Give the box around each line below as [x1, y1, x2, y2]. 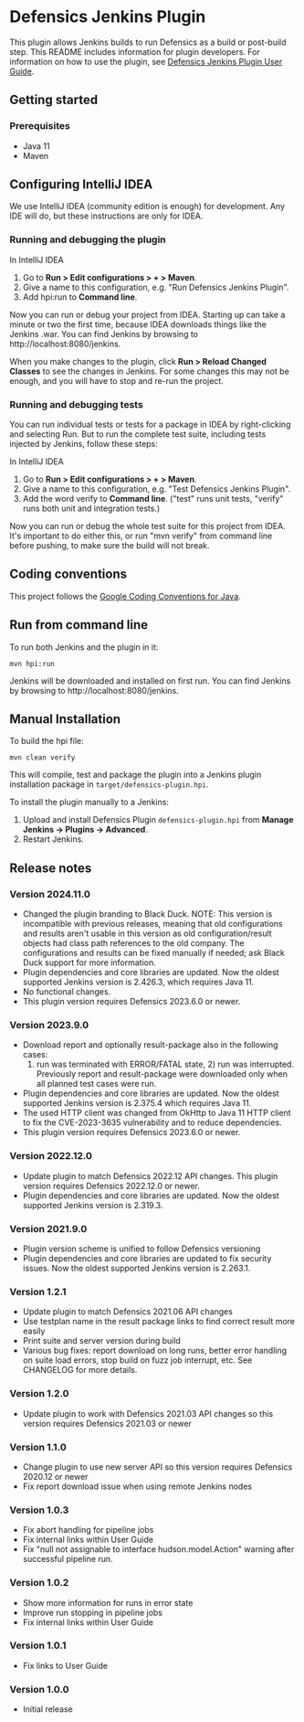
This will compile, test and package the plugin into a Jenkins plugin [9, 770, 262, 781]
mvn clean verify [9, 753, 76, 762]
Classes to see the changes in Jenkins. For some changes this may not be [9, 366, 289, 377]
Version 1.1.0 [9, 1440, 67, 1453]
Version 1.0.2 [9, 1577, 69, 1589]
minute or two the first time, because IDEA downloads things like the [9, 318, 267, 330]
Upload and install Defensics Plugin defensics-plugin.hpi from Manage [22, 814, 294, 825]
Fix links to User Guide [22, 1660, 108, 1671]
